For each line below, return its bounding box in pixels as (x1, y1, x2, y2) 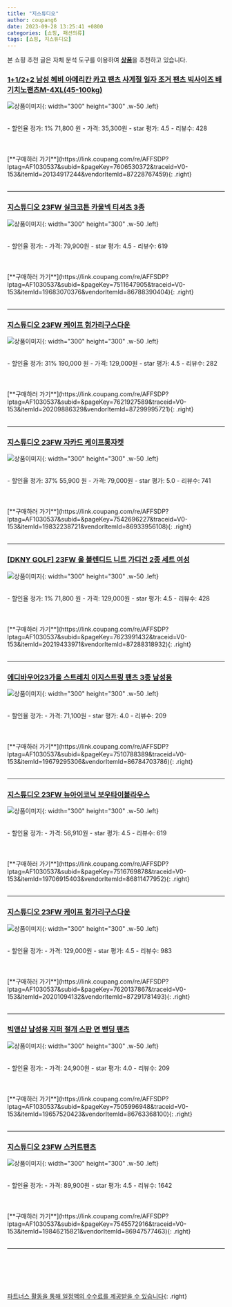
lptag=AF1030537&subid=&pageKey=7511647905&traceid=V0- (7, 280, 186, 288)
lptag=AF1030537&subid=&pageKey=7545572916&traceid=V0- (7, 1220, 187, 1228)
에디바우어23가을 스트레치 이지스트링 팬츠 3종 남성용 (7, 673, 173, 682)
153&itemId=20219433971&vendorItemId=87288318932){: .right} (7, 640, 192, 648)
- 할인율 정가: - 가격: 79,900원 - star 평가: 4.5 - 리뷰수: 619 (7, 242, 168, 250)
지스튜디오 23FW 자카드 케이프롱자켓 (7, 437, 124, 447)
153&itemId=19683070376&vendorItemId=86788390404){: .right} (7, 287, 195, 296)
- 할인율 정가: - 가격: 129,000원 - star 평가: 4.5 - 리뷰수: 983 (7, 946, 173, 954)
